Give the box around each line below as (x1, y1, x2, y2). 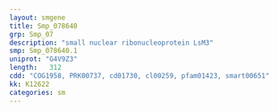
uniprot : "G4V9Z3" (9, 55, 78, 64)
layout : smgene (9, 13, 66, 22)
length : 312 (9, 64, 63, 73)
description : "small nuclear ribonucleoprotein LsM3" (9, 38, 215, 47)
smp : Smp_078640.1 (9, 47, 78, 55)
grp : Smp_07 (9, 30, 54, 38)
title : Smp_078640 (9, 21, 78, 30)
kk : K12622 (9, 80, 50, 89)
